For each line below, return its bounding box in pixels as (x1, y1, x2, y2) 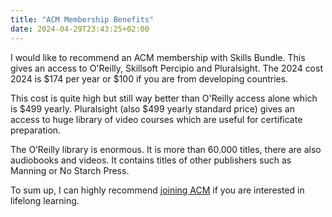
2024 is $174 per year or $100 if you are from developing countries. (10, 72, 289, 85)
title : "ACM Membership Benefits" (10, 14, 155, 25)
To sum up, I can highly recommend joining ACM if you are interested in (10, 184, 305, 196)
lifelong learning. (10, 194, 80, 206)
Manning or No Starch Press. (10, 164, 130, 176)
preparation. (10, 124, 62, 136)
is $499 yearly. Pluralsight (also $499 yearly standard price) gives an (10, 102, 295, 115)
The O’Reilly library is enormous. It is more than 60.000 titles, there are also (10, 143, 322, 155)
